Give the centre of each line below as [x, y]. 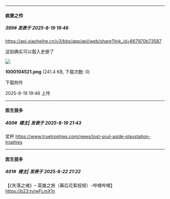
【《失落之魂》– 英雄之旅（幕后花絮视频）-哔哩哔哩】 [60, 185]
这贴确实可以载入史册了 [30, 52]
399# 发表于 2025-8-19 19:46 [37, 28]
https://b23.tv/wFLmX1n [30, 191]
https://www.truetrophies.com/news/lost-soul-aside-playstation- [83, 136]
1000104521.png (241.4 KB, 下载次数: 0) [48, 72]
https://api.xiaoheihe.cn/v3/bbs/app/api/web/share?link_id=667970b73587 [83, 41]
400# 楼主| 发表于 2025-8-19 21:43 [44, 123]
